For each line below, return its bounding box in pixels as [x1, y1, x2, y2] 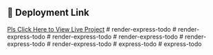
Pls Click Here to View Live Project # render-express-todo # [7, 25, 177, 33]
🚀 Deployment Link [7, 7, 89, 19]
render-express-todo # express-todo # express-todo [52, 39, 202, 48]
